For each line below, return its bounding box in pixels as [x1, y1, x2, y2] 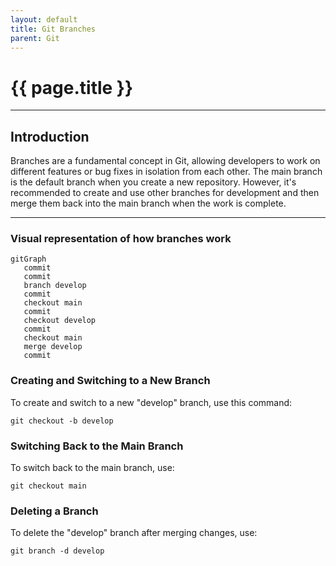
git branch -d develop [10, 546, 105, 556]
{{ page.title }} [10, 76, 134, 99]
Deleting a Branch [10, 504, 99, 518]
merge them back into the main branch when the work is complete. [10, 197, 287, 210]
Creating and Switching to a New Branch [10, 374, 211, 388]
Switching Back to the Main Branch [10, 439, 184, 453]
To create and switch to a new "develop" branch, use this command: [10, 396, 293, 408]
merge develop [23, 342, 83, 352]
